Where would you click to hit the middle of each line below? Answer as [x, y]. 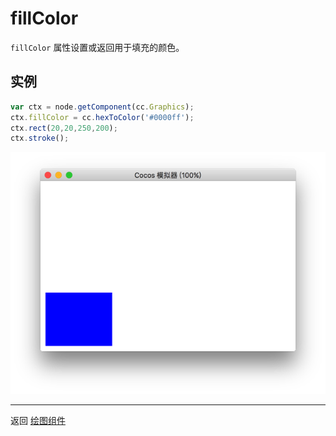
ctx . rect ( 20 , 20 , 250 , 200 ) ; [64, 128]
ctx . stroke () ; [40, 138]
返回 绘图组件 [38, 420]
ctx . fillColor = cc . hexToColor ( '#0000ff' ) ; [102, 117]
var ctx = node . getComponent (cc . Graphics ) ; [102, 107]
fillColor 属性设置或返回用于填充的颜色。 [97, 47]
